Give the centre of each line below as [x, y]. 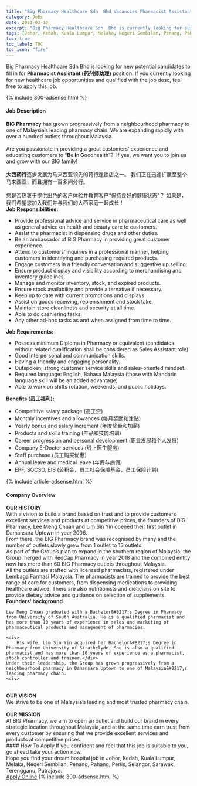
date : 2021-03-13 [27, 22]
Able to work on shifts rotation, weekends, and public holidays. [90, 386]
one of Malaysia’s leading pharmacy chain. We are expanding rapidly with [95, 130]
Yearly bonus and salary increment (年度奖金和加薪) [77, 426]
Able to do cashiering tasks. [48, 314]
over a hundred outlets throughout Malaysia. [60, 136]
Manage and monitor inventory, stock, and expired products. [88, 283]
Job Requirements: [30, 331]
